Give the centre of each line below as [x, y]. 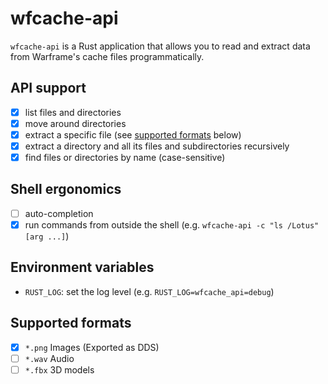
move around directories [75, 123]
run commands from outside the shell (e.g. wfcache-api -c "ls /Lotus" [172, 224]
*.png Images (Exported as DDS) [92, 347]
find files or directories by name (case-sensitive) [125, 157]
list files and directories [73, 112]
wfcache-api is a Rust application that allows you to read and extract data [160, 46]
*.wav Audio [49, 358]
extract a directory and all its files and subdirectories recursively [157, 146]
